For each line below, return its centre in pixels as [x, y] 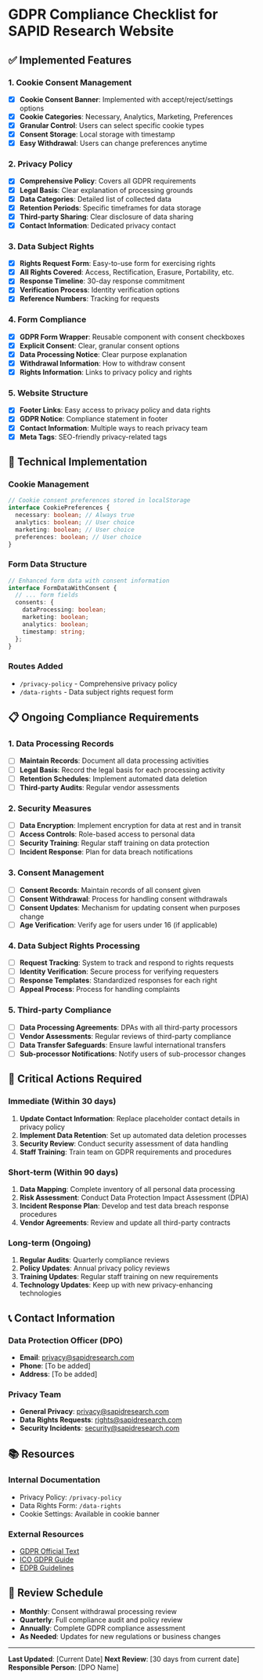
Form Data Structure [48, 564]
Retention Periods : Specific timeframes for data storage [110, 208]
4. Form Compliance [47, 319]
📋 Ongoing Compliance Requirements [104, 718]
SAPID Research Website [91, 31]
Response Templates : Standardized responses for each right [118, 980]
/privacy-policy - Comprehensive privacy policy [98, 683]
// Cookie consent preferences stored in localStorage [99, 501]
